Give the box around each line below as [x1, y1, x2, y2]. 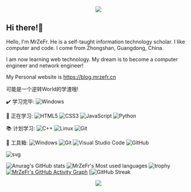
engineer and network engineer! [6, 62, 84, 69]
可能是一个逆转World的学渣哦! [6, 86, 79, 92]
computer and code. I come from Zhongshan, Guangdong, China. [6, 45, 164, 51]
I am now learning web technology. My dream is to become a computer [6, 56, 178, 63]
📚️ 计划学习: [6, 125, 35, 132]
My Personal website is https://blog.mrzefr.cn [6, 73, 116, 80]
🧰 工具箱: [6, 139, 28, 146]
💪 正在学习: [6, 112, 33, 119]
